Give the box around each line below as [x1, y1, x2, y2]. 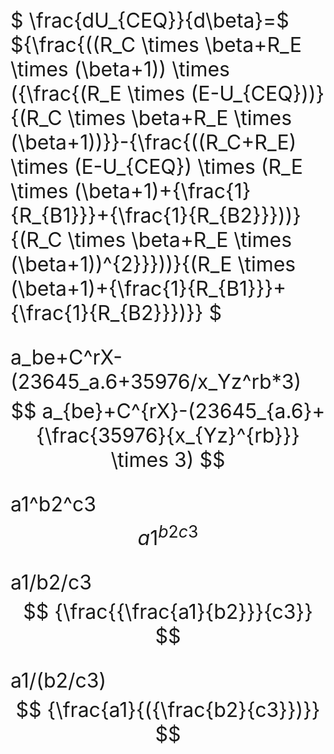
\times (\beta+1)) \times [10, 57, 230, 82]
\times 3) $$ [110, 447, 226, 472]
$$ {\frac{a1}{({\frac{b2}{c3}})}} [15, 697, 321, 722]
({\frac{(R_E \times [10, 81, 186, 106]
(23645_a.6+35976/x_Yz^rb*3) [10, 369, 302, 394]
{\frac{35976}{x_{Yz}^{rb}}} [36, 423, 300, 448]
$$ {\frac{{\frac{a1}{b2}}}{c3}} [23, 598, 313, 624]
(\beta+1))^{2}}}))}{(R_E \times [10, 252, 297, 277]
